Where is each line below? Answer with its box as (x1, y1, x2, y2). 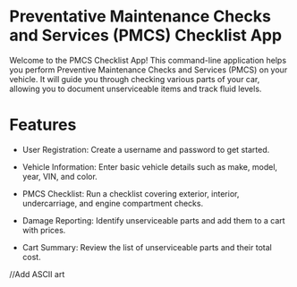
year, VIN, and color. (21, 171, 98, 181)
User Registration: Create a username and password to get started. (21, 144, 270, 155)
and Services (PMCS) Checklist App (9, 25, 283, 46)
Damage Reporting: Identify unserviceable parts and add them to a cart (21, 215, 285, 225)
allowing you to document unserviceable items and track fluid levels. (9, 83, 262, 94)
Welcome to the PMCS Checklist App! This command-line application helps (9, 55, 287, 65)
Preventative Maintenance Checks (9, 6, 271, 27)
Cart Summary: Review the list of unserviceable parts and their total (21, 241, 273, 252)
